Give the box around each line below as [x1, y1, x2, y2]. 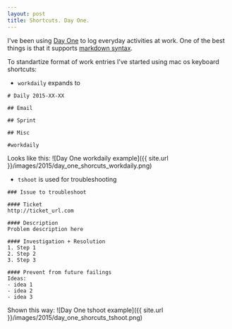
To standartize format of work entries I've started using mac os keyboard [7, 57, 220, 66]
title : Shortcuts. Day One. [7, 17, 90, 24]
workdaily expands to [17, 78, 81, 87]
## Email [7, 104, 33, 111]
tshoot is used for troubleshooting [17, 175, 117, 183]
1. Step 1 [7, 244, 37, 251]
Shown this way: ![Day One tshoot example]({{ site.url [7, 306, 164, 314]
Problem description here [7, 225, 83, 232]
